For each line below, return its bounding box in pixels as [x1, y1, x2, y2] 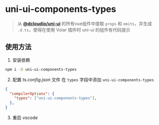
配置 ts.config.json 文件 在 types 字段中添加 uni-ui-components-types [12, 76, 155, 83]
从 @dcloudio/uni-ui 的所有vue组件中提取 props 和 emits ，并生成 [17, 20, 152, 26]
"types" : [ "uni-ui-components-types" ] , [14, 96, 97, 101]
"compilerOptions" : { [9, 91, 55, 96]
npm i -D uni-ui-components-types [5, 67, 77, 72]
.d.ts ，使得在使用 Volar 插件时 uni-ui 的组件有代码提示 [17, 26, 131, 33]
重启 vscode [12, 115, 38, 121]
